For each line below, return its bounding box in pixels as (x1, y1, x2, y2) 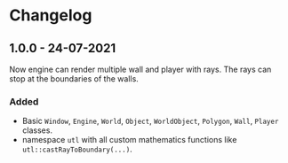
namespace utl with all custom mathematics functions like (21, 135, 237, 145)
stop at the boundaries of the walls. (9, 74, 140, 84)
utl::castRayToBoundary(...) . (21, 144, 133, 155)
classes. (21, 125, 53, 136)
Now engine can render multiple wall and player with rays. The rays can (9, 64, 272, 74)
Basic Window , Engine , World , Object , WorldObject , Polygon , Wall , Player (21, 116, 279, 127)
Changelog (9, 5, 92, 26)
